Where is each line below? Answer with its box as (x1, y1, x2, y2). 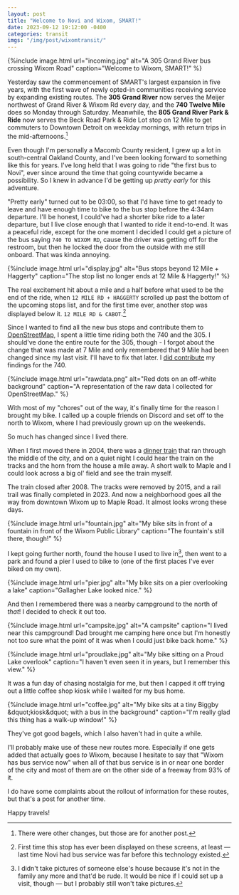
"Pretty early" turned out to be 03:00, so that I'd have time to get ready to (7, 197, 223, 206)
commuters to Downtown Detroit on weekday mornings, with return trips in (7, 123, 226, 132)
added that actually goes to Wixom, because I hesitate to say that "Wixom (7, 750, 224, 759)
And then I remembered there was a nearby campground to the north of (7, 600, 218, 609)
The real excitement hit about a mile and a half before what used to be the (7, 286, 224, 294)
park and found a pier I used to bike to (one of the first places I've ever (7, 557, 215, 566)
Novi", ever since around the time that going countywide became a (7, 168, 203, 177)
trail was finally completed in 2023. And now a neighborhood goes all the (7, 491, 222, 499)
